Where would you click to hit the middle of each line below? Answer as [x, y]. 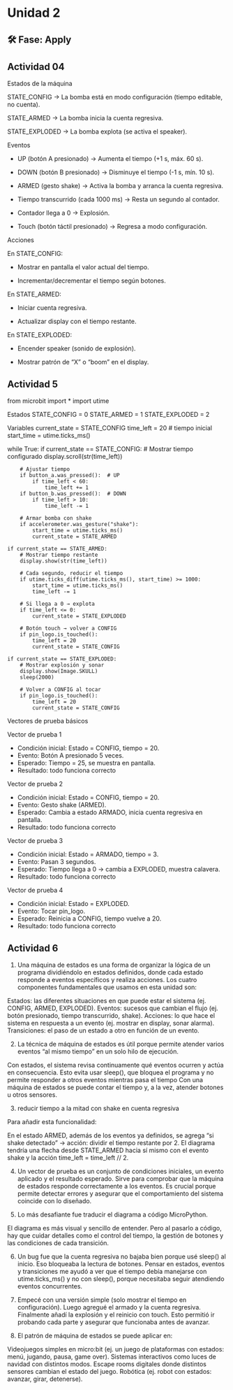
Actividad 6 [33, 948]
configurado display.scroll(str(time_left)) [65, 457]
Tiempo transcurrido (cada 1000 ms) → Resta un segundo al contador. [118, 199]
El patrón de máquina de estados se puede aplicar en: [95, 1336]
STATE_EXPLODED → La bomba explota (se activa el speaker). [97, 132]
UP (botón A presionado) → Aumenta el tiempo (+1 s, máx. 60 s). [110, 159]
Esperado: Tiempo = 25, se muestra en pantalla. [86, 763]
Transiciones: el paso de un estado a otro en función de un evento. [104, 1030]
